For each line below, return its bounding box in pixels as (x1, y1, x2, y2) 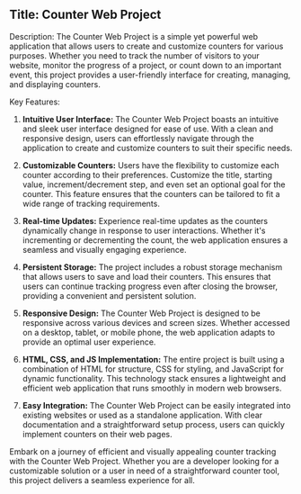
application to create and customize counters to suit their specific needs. (22, 142, 293, 153)
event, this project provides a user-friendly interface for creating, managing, (9, 69, 291, 80)
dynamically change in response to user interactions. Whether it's (22, 225, 266, 236)
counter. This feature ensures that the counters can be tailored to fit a (22, 188, 280, 199)
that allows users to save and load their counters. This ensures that (22, 271, 271, 282)
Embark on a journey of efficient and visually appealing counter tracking (9, 445, 277, 457)
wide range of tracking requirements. (22, 198, 160, 209)
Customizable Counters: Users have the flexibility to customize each (22, 159, 280, 170)
